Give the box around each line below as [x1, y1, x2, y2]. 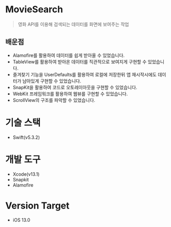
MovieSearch [5, 4, 63, 15]
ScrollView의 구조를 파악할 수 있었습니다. [12, 97, 96, 103]
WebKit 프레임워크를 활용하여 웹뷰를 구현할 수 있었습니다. [12, 91, 128, 97]
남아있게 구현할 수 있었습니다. [22, 78, 81, 84]
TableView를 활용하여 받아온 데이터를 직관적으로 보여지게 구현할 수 [12, 58, 147, 65]
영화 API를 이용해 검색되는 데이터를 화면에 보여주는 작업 [17, 21, 129, 27]
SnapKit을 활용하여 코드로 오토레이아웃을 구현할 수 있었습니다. [12, 84, 137, 90]
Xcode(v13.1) [12, 171, 40, 177]
